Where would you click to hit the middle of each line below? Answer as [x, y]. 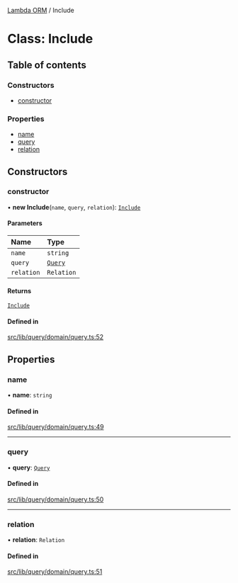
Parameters [25, 223]
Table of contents [47, 65]
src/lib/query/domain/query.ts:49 [56, 427]
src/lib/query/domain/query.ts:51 [55, 572]
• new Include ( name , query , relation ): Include [74, 207]
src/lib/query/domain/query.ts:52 [56, 337]
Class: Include [50, 39]
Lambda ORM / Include [41, 10]
